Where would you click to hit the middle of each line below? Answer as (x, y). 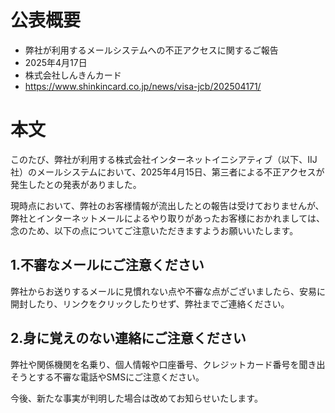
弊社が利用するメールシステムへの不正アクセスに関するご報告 (151, 50)
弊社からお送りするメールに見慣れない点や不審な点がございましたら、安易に (168, 291)
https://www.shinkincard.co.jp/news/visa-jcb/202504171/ (143, 86)
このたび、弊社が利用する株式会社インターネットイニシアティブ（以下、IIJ (164, 159)
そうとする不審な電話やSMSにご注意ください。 (107, 377)
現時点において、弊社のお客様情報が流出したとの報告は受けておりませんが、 (167, 205)
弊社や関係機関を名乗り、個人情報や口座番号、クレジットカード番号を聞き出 (168, 364)
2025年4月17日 (56, 62)
